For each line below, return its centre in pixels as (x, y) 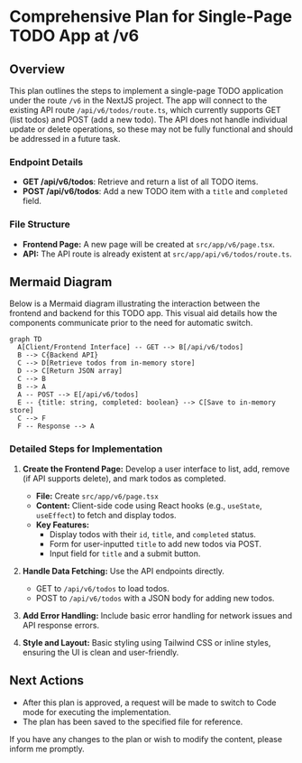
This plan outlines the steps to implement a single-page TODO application (146, 91)
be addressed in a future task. (65, 139)
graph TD (26, 340)
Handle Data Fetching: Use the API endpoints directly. (124, 571)
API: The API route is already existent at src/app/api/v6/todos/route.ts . (157, 254)
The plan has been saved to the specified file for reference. (133, 721)
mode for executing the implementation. (96, 712)
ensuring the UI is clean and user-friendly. (101, 652)
